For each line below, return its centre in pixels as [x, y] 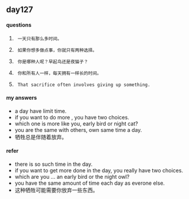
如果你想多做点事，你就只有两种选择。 [57, 50]
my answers [22, 98]
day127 [20, 10]
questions [19, 25]
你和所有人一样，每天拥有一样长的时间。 [60, 73]
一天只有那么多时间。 [40, 39]
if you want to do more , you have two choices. [72, 117]
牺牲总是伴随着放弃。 [41, 137]
